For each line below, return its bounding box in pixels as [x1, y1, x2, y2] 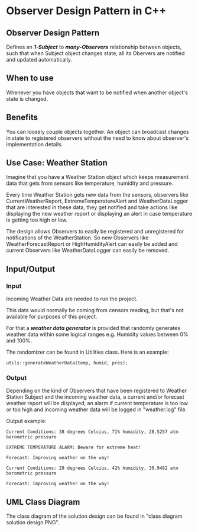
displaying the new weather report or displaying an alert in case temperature [6, 210, 193, 217]
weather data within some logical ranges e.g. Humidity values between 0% [6, 331, 189, 338]
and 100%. [6, 337, 33, 344]
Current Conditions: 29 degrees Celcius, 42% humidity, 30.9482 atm [6, 465, 178, 472]
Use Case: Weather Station [6, 158, 108, 168]
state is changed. [6, 95, 48, 102]
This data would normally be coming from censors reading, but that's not [6, 307, 184, 314]
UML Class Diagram [6, 496, 80, 507]
